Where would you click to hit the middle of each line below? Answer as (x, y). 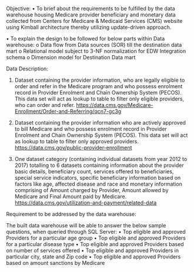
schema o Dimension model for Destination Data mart (71, 57)
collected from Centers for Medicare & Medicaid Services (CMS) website (94, 21)
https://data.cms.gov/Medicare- (115, 105)
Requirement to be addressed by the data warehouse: (71, 214)
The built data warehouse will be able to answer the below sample (86, 225)
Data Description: (27, 69)
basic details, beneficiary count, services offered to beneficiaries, (94, 172)
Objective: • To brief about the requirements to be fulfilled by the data (91, 9)
